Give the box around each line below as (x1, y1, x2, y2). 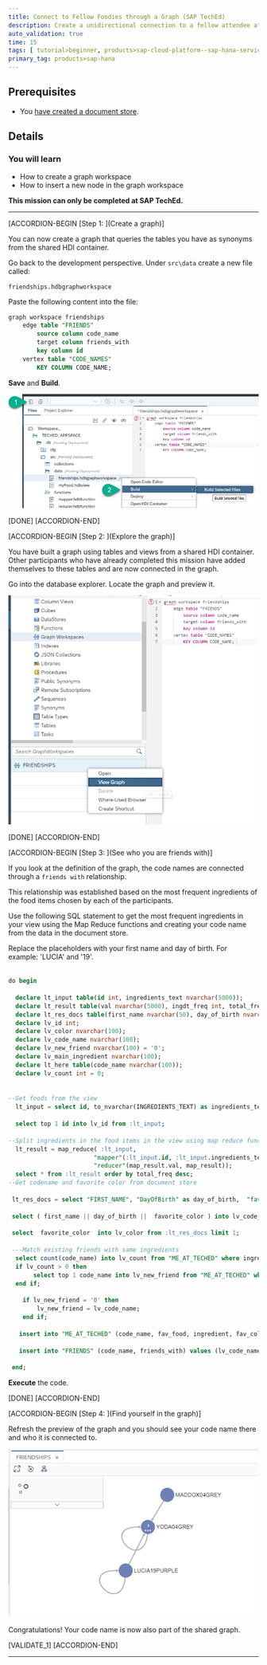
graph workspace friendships (8, 313, 105, 321)
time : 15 (8, 38, 37, 46)
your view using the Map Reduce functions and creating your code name (8, 920, 247, 929)
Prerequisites (8, 85, 76, 99)
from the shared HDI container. (8, 242, 110, 252)
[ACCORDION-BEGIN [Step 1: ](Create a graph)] (8, 218, 164, 228)
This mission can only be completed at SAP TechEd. (8, 195, 184, 205)
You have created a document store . (19, 106, 139, 116)
